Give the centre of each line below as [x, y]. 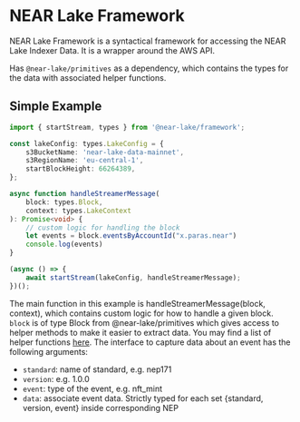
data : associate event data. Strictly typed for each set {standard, [143, 398]
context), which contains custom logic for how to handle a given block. [141, 313]
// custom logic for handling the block [103, 228]
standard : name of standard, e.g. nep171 [97, 369]
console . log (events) [64, 245]
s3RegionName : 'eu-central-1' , [85, 161]
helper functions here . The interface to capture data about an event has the [150, 342]
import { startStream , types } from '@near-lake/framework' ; [127, 127]
